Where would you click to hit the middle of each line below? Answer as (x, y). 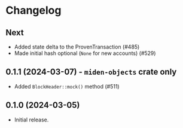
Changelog (33, 10)
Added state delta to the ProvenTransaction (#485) (77, 47)
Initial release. (31, 120)
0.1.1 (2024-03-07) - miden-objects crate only (91, 72)
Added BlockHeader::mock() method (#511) (67, 86)
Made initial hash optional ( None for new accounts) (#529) (85, 53)
